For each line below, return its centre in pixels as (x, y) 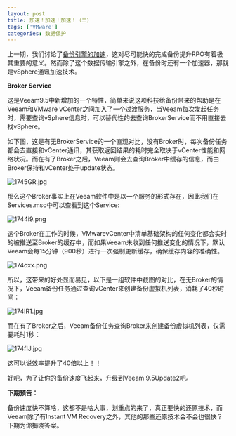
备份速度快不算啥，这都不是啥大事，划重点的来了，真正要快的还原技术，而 (115, 408)
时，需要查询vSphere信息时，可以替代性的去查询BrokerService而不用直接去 (117, 118)
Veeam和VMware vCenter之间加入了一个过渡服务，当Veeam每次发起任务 (113, 109)
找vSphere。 (26, 126)
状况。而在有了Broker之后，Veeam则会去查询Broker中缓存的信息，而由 (116, 159)
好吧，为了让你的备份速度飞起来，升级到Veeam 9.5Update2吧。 (100, 378)
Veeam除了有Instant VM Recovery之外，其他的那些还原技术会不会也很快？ (115, 417)
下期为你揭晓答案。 (35, 425)
